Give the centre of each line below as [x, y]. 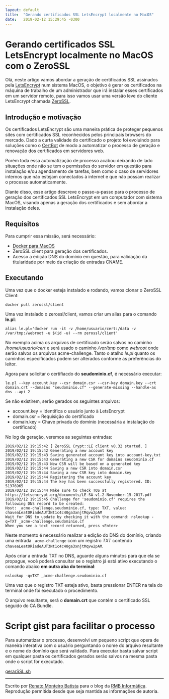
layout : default [22, 10]
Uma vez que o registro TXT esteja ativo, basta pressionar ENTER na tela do [84, 585]
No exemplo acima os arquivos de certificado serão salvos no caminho [79, 342]
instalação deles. [23, 208]
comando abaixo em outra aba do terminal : [50, 566]
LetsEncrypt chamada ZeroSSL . [38, 101]
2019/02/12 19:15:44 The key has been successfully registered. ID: [78, 481]
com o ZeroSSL [38, 66]
